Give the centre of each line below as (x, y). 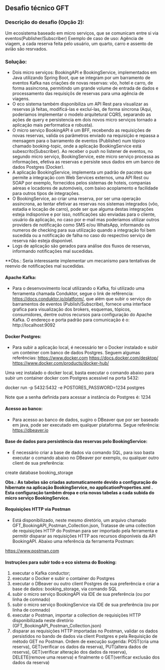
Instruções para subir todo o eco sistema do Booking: (61, 562)
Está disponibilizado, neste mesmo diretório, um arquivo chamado (79, 520)
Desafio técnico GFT (37, 8)
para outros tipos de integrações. (46, 193)
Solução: (16, 61)
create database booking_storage (39, 473)
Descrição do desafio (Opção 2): (45, 22)
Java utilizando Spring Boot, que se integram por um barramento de (81, 77)
